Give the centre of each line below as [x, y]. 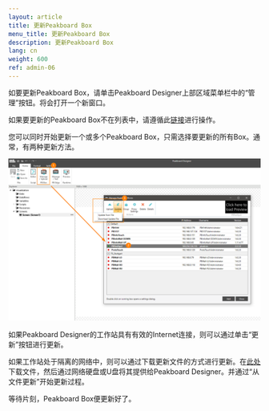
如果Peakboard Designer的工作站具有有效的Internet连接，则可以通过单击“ [130, 334]
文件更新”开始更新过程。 [49, 381]
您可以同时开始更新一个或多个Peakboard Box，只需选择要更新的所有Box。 [131, 136]
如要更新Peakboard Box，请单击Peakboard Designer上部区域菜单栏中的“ [128, 92]
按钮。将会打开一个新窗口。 [64, 102]
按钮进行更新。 [43, 344]
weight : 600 [28, 59]
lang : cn [23, 51]
